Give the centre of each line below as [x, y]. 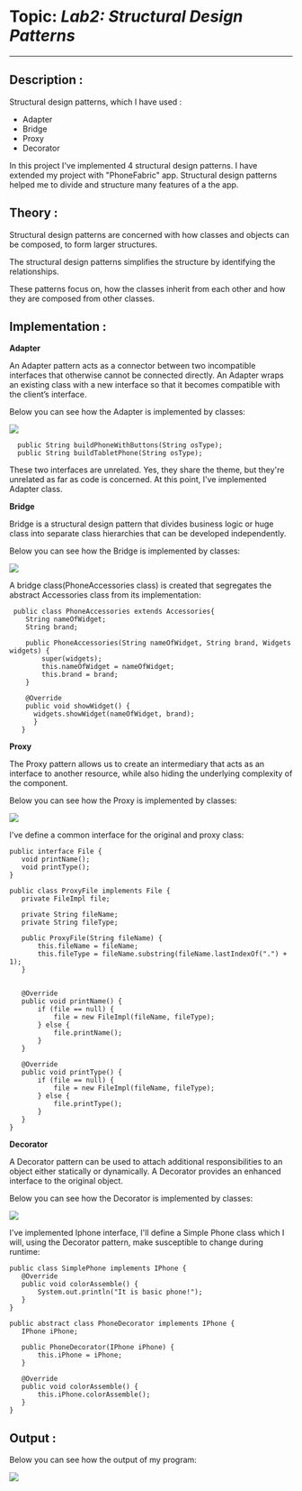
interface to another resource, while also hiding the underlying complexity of [151, 773]
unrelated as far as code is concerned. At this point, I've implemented [138, 480]
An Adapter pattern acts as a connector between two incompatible [133, 366]
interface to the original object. [67, 1181]
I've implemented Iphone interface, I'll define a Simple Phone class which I [147, 1233]
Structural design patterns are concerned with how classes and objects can [150, 234]
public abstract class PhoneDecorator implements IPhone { [122, 1324]
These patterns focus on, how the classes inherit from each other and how [147, 288]
